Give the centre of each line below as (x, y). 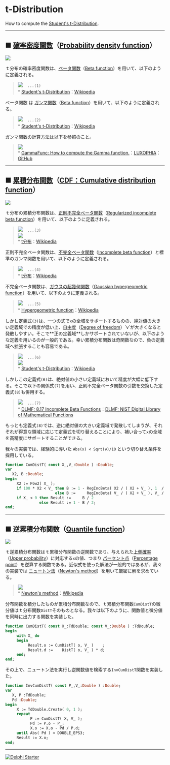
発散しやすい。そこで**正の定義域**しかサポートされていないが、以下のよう (85, 333)
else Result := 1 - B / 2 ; (68, 502)
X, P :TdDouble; (29, 695)
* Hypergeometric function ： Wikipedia (58, 310)
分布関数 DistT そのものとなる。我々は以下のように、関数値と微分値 (93, 610)
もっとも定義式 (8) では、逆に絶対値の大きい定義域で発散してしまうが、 (79, 425)
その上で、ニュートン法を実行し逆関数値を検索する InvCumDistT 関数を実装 (82, 670)
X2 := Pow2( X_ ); (36, 484)
